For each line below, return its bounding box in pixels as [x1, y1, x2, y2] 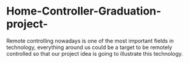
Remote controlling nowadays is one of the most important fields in [6, 37, 174, 44]
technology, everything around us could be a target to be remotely [6, 44, 173, 51]
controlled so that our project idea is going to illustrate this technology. [6, 50, 184, 57]
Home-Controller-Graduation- [6, 4, 162, 18]
